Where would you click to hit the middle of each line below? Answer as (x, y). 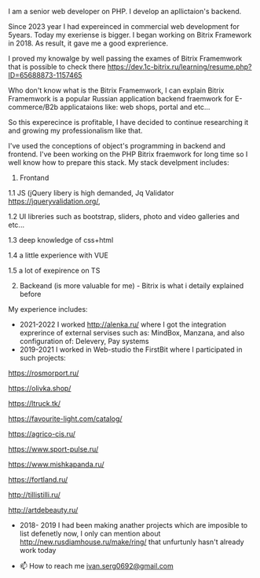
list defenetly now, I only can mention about (90, 534)
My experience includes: (48, 309)
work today (38, 550)
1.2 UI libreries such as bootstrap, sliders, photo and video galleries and (124, 216)
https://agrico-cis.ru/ (42, 434)
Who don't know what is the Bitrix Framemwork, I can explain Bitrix (116, 90)
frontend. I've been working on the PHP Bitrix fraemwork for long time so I (128, 154)
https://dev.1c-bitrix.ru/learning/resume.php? (179, 67)
